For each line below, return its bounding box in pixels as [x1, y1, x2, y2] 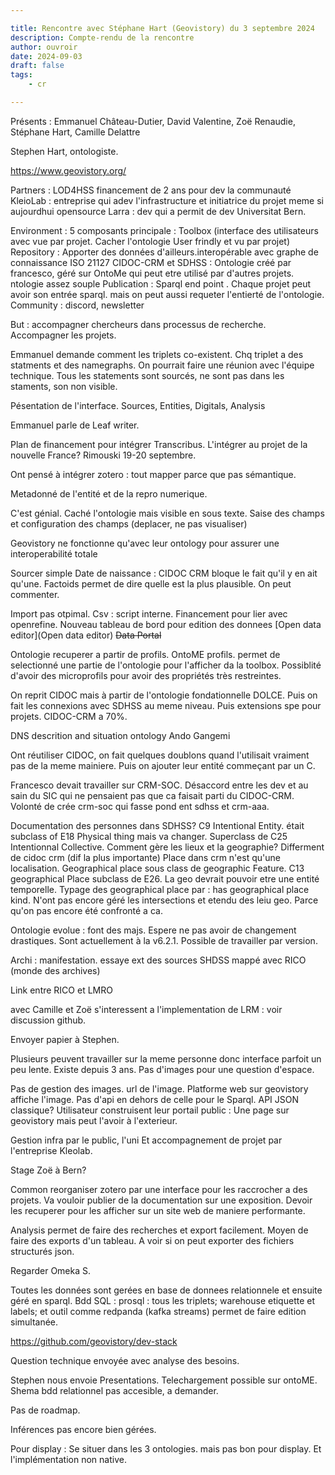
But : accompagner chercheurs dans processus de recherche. [10, 318, 267, 330]
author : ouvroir [10, 42, 78, 52]
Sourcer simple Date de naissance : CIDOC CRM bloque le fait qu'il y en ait [10, 567, 318, 579]
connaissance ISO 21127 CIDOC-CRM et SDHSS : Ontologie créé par [10, 256, 292, 268]
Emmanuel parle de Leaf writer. [10, 419, 140, 431]
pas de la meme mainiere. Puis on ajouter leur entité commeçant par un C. [10, 759, 316, 771]
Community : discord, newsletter [10, 299, 145, 311]
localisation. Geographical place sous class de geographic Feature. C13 [10, 862, 305, 874]
